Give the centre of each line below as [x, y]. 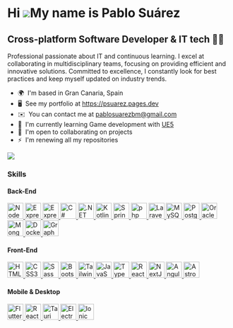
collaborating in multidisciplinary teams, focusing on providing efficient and [117, 64]
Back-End [22, 191]
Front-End [23, 250]
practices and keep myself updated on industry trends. [87, 79]
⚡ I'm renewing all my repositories [68, 140]
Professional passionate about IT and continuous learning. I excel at [106, 56]
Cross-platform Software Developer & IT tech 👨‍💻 [116, 39]
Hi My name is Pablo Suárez [94, 13]
